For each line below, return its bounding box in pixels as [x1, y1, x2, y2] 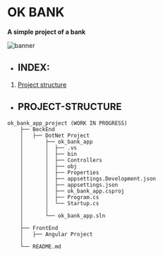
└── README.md [20, 243, 61, 250]
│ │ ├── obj [20, 163, 78, 170]
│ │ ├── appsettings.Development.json [20, 175, 157, 182]
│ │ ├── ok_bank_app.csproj [20, 188, 125, 195]
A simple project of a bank [7, 28, 86, 36]
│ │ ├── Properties [20, 169, 99, 176]
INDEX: [17, 61, 51, 74]
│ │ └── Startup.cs [20, 200, 99, 207]
